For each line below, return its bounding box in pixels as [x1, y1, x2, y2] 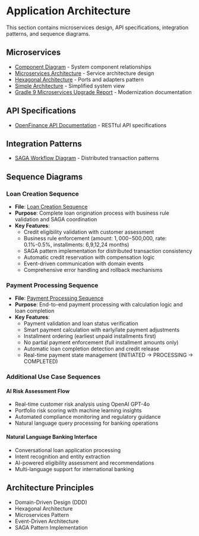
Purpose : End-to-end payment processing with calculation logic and [14, 301, 183, 308]
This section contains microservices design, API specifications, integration [6, 24, 189, 31]
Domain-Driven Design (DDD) [14, 499, 87, 506]
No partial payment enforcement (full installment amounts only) [23, 339, 179, 346]
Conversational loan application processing [14, 446, 121, 453]
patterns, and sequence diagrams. [6, 30, 90, 37]
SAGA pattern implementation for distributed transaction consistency [23, 247, 192, 255]
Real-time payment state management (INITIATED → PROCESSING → [23, 352, 194, 359]
